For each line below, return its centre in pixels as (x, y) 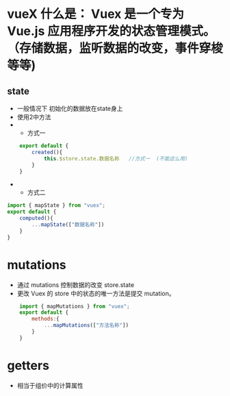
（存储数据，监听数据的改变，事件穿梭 (115, 48)
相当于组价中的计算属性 (50, 385)
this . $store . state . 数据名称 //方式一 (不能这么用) (116, 158)
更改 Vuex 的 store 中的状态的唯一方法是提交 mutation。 (96, 293)
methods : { (46, 319)
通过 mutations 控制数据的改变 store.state (76, 284)
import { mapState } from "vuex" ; (56, 206)
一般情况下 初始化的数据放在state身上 (70, 108)
